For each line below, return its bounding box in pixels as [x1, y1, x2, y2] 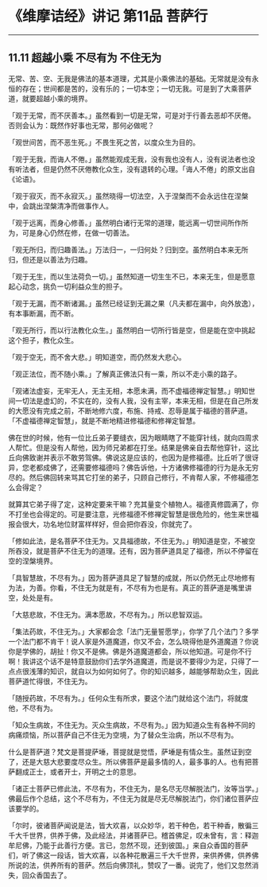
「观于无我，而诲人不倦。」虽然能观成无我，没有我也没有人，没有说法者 [8, 154, 242, 164]
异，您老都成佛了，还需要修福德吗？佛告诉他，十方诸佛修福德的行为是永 [8, 462, 245, 472]
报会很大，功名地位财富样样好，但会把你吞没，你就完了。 [8, 519, 196, 529]
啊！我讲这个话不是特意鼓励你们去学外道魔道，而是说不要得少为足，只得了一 [8, 656, 259, 666]
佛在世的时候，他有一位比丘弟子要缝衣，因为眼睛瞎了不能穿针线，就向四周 [8, 433, 252, 442]
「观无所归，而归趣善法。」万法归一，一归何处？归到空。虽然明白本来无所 [8, 244, 249, 255]
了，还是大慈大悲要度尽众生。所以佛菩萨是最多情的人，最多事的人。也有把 [8, 757, 252, 766]
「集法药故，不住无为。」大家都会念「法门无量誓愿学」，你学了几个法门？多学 [8, 626, 259, 636]
